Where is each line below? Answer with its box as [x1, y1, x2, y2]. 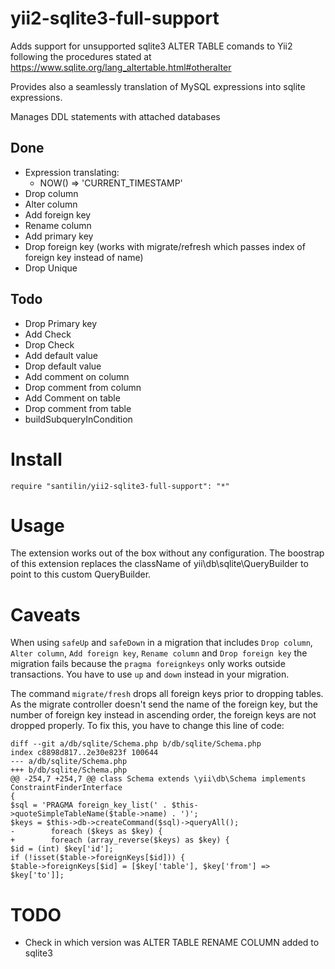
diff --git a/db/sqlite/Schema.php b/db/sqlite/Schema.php [10, 739, 262, 749]
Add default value [24, 349, 98, 361]
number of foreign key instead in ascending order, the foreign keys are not [10, 709, 317, 721]
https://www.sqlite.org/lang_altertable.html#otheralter [10, 61, 232, 73]
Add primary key [24, 230, 94, 242]
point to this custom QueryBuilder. [10, 568, 152, 581]
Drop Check [24, 338, 75, 351]
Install [10, 448, 63, 471]
